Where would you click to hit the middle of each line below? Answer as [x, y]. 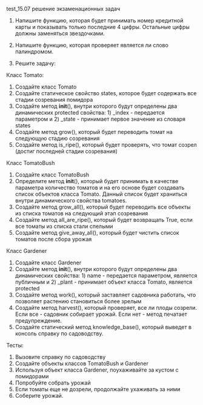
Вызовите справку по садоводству [60, 357]
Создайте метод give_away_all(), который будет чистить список [97, 233]
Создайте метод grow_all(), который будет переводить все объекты [103, 207]
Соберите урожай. [39, 396]
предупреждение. [38, 320]
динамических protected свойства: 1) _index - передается [90, 112]
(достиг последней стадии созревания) [66, 151]
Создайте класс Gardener [48, 263]
